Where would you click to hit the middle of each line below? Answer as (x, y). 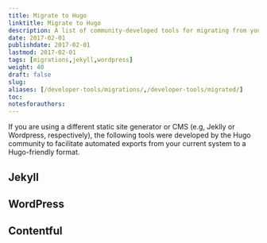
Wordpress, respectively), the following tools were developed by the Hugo (130, 135)
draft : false (30, 75)
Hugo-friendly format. (44, 152)
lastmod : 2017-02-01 (43, 52)
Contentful (35, 231)
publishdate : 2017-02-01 (49, 45)
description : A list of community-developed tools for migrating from (128, 30)
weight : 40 (26, 67)
